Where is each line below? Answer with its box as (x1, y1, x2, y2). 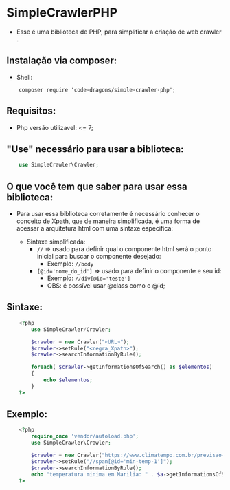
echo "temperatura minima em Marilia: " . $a (31, 471, 164, 478)
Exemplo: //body (47, 259, 94, 268)
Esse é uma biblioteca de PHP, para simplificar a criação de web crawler (16, 28, 222, 36)
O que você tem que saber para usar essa (6, 180, 187, 192)
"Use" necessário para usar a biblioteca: (6, 143, 184, 155)
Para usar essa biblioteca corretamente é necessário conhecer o (16, 210, 200, 218)
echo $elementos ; (43, 376, 93, 383)
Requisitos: (6, 105, 56, 117)
